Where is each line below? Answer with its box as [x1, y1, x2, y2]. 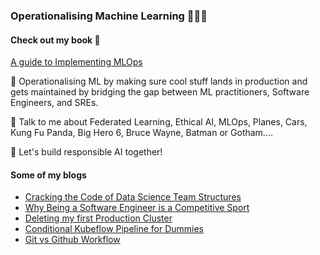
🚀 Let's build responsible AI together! [10, 146, 163, 158]
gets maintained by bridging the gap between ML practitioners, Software [10, 86, 310, 98]
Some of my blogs [10, 169, 87, 181]
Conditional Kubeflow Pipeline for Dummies [24, 223, 204, 235]
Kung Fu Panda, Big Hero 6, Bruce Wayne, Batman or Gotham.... [10, 127, 273, 139]
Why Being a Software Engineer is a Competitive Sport [24, 202, 250, 214]
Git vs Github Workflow [24, 234, 121, 246]
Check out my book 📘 [10, 34, 101, 46]
